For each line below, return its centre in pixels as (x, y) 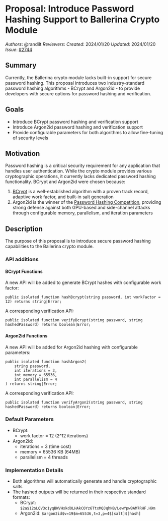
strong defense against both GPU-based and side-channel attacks (81, 208)
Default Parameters (29, 419)
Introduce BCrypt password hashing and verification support (75, 122)
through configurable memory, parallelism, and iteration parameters (83, 213)
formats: (21, 497)
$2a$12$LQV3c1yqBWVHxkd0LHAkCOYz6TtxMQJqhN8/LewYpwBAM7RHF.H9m (88, 508)
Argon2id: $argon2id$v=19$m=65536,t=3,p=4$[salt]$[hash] (80, 513)
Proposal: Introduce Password (70, 9)
